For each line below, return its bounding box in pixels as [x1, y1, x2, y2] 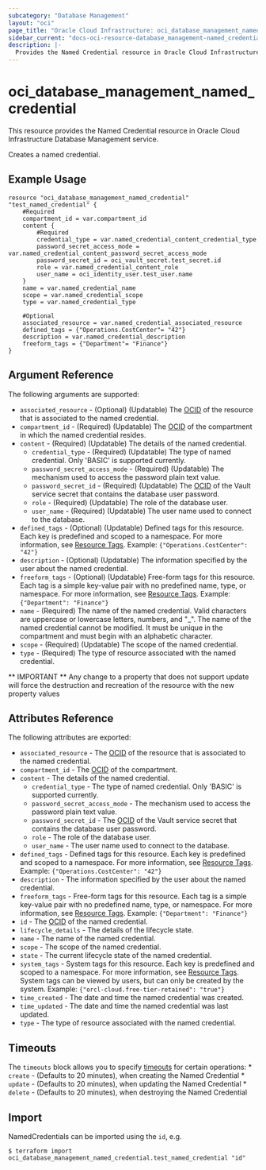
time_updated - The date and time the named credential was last [19, 1002, 229, 1011]
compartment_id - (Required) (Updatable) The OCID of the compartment [19, 422, 253, 431]
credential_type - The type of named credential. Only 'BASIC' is [31, 782, 242, 791]
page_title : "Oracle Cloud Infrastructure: [8, 26, 154, 34]
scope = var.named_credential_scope [22, 291, 144, 299]
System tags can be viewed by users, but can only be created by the [19, 976, 244, 986]
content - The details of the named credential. [19, 774, 170, 783]
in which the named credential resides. [19, 430, 146, 439]
